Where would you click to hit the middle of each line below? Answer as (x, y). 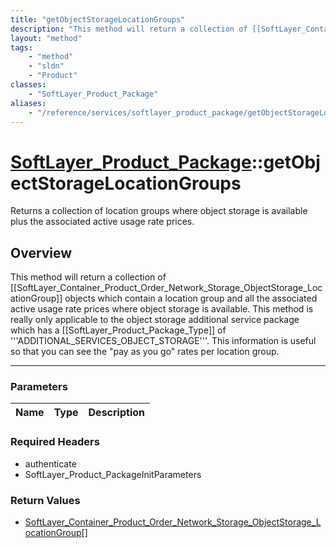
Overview (41, 252)
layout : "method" (46, 38)
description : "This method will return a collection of (129, 29)
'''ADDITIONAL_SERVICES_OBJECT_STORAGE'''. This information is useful (163, 341)
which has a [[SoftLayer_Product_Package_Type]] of (118, 330)
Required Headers (55, 442)
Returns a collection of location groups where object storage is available (159, 211)
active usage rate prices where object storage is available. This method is (162, 309)
